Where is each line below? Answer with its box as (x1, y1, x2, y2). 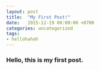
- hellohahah (6, 36, 39, 42)
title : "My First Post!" (6, 14, 70, 20)
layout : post (6, 8, 39, 15)
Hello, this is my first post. (6, 56, 83, 64)
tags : (6, 31, 20, 37)
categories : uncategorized (6, 25, 73, 31)
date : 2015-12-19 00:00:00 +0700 (6, 20, 95, 26)
